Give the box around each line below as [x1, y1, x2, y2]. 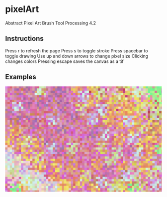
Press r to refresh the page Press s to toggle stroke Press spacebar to [5, 47, 148, 53]
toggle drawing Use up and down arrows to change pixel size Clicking [5, 53, 148, 59]
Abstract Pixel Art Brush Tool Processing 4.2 [5, 20, 96, 26]
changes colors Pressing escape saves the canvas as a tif [5, 58, 124, 64]
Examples [5, 73, 36, 81]
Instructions [5, 34, 44, 43]
